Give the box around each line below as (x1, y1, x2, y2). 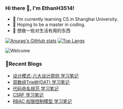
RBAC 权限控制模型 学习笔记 (12, 98, 72, 104)
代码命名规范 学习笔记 (12, 85, 59, 91)
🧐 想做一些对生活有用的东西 (12, 28, 71, 34)
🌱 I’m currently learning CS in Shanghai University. (12, 16, 118, 22)
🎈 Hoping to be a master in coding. (12, 21, 85, 28)
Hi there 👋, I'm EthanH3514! (5, 5, 75, 12)
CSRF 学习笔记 (12, 92, 44, 98)
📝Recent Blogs (5, 61, 42, 68)
